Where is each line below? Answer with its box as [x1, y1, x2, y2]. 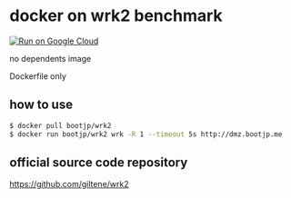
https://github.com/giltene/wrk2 [9, 179, 129, 190]
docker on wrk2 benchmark [9, 5, 223, 26]
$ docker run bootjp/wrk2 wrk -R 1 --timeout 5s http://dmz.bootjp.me [9, 129, 283, 139]
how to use [9, 97, 74, 113]
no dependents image [9, 53, 92, 64]
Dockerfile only [9, 70, 66, 82]
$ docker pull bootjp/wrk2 [9, 121, 112, 130]
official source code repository [9, 154, 188, 170]
